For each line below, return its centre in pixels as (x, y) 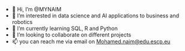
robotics (22, 22)
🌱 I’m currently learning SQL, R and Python (65, 28)
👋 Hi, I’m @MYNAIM (37, 9)
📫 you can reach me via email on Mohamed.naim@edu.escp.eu (91, 41)
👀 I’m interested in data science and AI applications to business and (96, 16)
